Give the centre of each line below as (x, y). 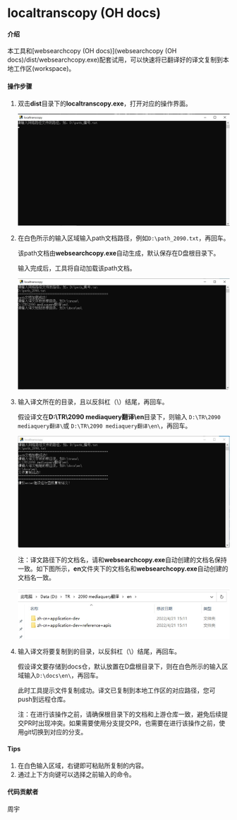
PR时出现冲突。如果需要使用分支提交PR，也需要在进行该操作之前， (121, 723)
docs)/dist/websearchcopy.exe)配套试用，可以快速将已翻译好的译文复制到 (115, 60)
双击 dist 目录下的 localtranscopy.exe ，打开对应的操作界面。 (104, 103)
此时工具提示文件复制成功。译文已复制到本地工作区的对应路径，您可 (116, 690)
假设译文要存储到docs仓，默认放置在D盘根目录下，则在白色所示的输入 (120, 666)
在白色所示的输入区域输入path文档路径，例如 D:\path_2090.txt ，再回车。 (123, 238)
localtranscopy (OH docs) (84, 13)
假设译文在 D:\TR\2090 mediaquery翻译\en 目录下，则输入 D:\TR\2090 (119, 417)
